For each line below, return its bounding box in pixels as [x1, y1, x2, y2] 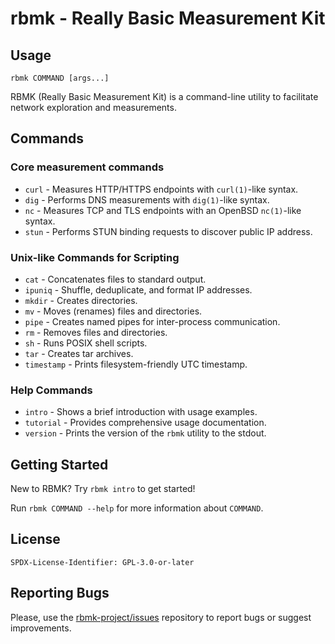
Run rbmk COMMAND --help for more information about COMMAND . [10, 502, 264, 514]
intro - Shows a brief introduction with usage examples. [24, 406, 258, 418]
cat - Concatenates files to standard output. [24, 273, 207, 285]
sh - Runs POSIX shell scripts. [24, 337, 148, 349]
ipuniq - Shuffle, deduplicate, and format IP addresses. [24, 283, 253, 296]
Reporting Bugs [10, 585, 110, 602]
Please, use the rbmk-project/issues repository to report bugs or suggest [10, 611, 312, 623]
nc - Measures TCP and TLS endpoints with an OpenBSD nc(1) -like [24, 204, 302, 216]
